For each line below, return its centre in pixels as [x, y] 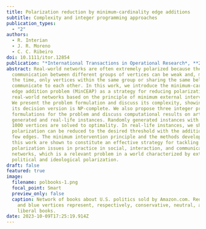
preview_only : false [38, 194]
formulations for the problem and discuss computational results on [101, 114]
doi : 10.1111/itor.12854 [38, 57]
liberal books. [37, 211]
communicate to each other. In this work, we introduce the [90, 86]
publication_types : [31, 23]
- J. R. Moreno [31, 46]
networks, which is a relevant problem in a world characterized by [101, 154]
